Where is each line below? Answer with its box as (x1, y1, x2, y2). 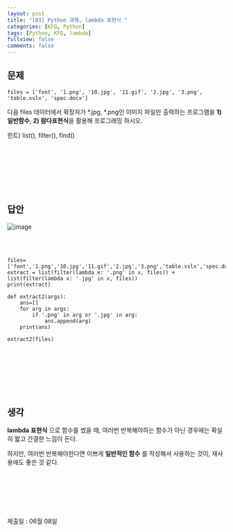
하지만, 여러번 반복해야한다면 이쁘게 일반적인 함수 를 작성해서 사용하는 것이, (7, 449, 210, 458)
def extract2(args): (7, 293, 67, 300)
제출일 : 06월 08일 (7, 517, 58, 526)
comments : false (7, 42, 54, 49)
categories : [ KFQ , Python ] (7, 23, 85, 30)
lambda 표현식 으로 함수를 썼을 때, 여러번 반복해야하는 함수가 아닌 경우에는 (7, 426, 210, 434)
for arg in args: (19, 305, 70, 312)
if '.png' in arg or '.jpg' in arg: (32, 311, 138, 318)
